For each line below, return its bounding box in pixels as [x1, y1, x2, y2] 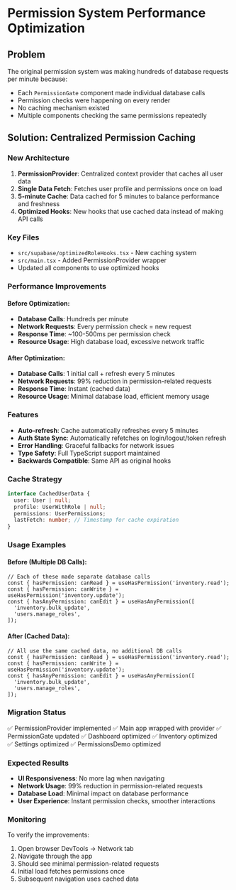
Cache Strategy [7, 474, 62, 484]
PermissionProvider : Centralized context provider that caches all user [17, 169, 223, 178]
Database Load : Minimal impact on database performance [17, 789, 189, 798]
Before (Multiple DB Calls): [7, 557, 87, 566]
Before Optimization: [7, 299, 70, 307]
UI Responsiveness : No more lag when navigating [17, 774, 165, 783]
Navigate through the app [17, 852, 93, 861]
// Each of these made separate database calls [7, 574, 151, 581]
